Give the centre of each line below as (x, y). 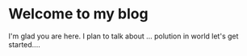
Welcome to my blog (78, 14)
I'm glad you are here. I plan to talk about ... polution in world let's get (123, 36)
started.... (24, 44)
